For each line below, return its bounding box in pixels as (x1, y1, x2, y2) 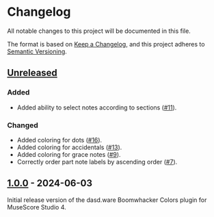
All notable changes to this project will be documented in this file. (7, 27, 191, 35)
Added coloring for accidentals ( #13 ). (16, 143, 122, 151)
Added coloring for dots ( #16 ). (16, 136, 103, 144)
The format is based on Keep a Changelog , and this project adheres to (7, 40, 205, 48)
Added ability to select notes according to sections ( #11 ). (16, 103, 177, 112)
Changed (7, 120, 39, 130)
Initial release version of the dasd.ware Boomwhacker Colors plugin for (7, 196, 207, 204)
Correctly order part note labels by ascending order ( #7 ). (16, 157, 178, 166)
